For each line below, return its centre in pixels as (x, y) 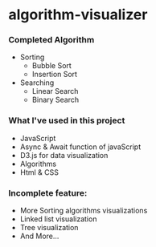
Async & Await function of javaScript (80, 147)
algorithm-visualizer (78, 15)
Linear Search (55, 91)
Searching (37, 83)
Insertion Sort (55, 75)
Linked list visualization (58, 219)
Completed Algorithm (51, 40)
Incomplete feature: (48, 192)
